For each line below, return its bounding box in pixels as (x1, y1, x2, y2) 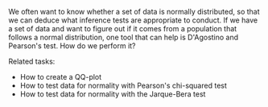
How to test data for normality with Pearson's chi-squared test (19, 80, 228, 90)
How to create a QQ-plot (19, 72, 102, 81)
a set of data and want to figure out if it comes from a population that (8, 24, 237, 33)
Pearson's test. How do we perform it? (8, 41, 136, 51)
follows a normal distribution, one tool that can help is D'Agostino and (8, 32, 239, 42)
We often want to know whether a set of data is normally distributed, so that (8, 7, 260, 16)
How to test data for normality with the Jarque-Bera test (19, 89, 206, 99)
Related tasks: (8, 56, 56, 66)
